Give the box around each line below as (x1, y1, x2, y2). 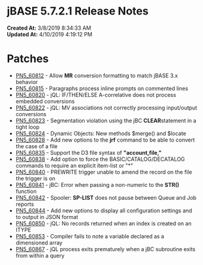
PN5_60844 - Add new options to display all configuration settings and (15, 207, 193, 214)
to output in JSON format (15, 213, 79, 220)
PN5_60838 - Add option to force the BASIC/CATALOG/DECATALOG (15, 155, 185, 163)
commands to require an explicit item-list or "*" (15, 162, 134, 169)
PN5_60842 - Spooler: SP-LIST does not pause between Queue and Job (15, 194, 197, 201)
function (15, 188, 37, 195)
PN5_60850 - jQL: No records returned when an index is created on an (15, 220, 192, 227)
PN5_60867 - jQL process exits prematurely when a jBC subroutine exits (15, 245, 196, 252)
